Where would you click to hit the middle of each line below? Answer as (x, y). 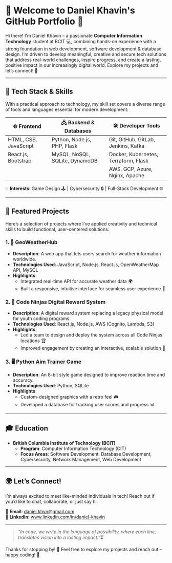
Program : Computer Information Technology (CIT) (73, 448)
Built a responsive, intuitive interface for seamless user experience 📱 (93, 288)
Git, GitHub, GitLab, (132, 139)
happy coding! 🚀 (23, 555)
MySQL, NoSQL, (71, 154)
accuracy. (23, 380)
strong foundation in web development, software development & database (83, 49)
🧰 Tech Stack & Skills (39, 92)
